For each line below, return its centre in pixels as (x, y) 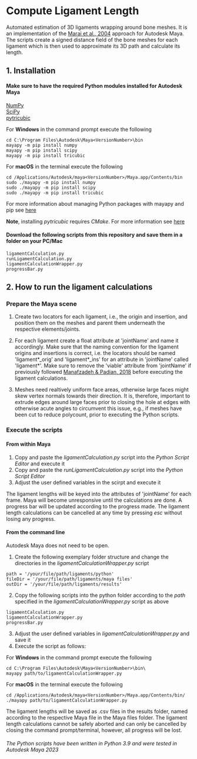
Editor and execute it (40, 464)
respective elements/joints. (47, 329)
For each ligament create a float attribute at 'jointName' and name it (96, 341)
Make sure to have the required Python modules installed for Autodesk (94, 86)
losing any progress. (31, 519)
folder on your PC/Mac (34, 241)
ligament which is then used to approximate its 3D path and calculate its (93, 46)
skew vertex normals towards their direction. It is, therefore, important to (102, 396)
